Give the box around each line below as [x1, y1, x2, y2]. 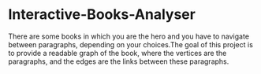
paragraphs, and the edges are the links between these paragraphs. [8, 57, 229, 66]
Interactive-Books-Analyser [8, 6, 196, 24]
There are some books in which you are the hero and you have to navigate [8, 31, 250, 41]
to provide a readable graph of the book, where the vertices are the [8, 48, 227, 57]
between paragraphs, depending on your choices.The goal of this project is [8, 39, 254, 49]
